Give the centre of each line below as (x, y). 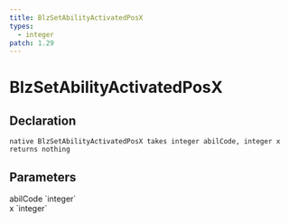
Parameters (43, 177)
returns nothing (40, 150)
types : (22, 26)
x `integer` (28, 209)
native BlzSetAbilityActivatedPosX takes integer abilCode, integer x (145, 142)
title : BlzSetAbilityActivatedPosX (76, 18)
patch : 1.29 (32, 43)
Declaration (43, 121)
